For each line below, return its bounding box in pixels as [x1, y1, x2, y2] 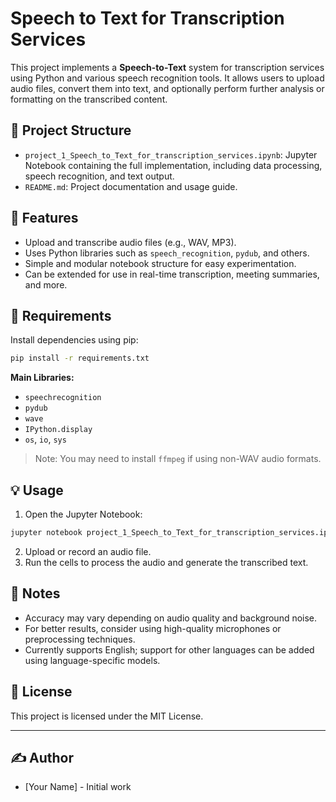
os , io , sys [24, 433, 67, 446]
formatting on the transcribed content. [10, 93, 168, 105]
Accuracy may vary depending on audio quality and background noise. [24, 612, 318, 624]
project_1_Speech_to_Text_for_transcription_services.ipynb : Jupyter [24, 148, 318, 161]
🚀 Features [10, 210, 79, 227]
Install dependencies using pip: [10, 334, 139, 346]
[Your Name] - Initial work [24, 781, 132, 793]
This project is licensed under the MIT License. [10, 710, 204, 722]
